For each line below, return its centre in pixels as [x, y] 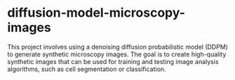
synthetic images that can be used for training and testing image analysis [113, 61]
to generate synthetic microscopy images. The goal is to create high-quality [117, 54]
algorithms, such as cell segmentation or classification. [87, 69]
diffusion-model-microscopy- [96, 13]
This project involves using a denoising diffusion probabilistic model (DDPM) [117, 47]
